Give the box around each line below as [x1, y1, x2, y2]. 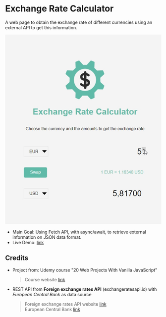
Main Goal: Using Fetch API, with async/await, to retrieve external [12, 229, 146, 235]
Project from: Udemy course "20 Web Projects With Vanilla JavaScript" [12, 267, 158, 273]
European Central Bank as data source [12, 291, 92, 297]
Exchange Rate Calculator [5, 3, 114, 14]
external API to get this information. [5, 24, 78, 30]
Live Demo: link [12, 239, 44, 245]
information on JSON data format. [12, 234, 82, 240]
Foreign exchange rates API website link [24, 301, 107, 307]
